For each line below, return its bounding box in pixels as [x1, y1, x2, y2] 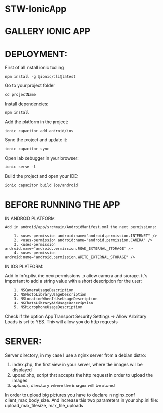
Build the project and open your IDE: [5, 173, 79, 179]
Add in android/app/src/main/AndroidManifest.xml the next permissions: [5, 225, 157, 230]
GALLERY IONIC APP [5, 26, 91, 37]
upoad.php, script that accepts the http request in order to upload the [12, 372, 153, 378]
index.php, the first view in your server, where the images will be [12, 362, 143, 368]
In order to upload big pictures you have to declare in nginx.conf [5, 392, 135, 398]
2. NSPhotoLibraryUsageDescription [14, 292, 87, 297]
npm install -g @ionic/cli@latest [5, 74, 76, 79]
